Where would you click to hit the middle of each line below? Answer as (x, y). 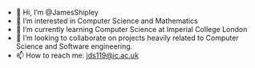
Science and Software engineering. (74, 46)
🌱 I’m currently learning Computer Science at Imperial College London (132, 29)
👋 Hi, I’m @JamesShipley (57, 12)
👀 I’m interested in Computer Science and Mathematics (107, 21)
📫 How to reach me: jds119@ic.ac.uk (77, 55)
